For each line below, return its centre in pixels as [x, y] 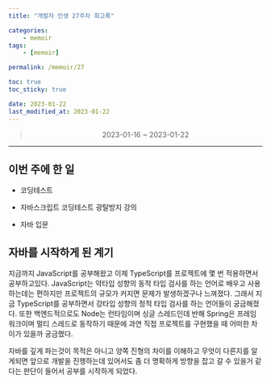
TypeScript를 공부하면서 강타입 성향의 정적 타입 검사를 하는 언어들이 [124, 304]
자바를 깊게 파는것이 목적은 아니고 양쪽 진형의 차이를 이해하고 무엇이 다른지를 [129, 351]
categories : [28, 30]
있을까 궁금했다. [48, 334]
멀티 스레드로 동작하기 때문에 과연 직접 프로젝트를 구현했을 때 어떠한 [143, 324]
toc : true [25, 82]
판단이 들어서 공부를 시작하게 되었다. [80, 371]
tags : [17, 45]
